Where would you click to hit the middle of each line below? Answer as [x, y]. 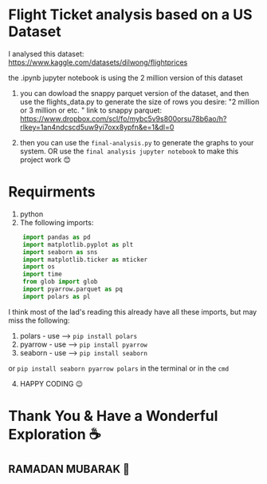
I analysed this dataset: [46, 54]
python [31, 214]
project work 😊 [45, 159]
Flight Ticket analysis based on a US [130, 15]
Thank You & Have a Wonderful [113, 416]
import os [39, 267]
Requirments [52, 192]
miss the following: [39, 320]
